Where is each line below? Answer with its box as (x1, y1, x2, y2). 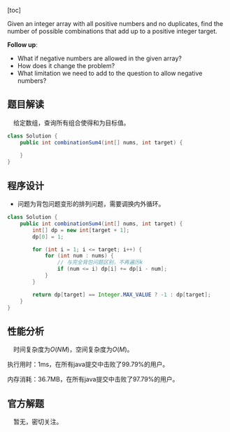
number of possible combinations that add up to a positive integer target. (7, 27, 218, 35)
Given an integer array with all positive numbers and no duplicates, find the (7, 20, 224, 27)
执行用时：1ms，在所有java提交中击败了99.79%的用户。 (7, 360, 169, 369)
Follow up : (7, 41, 38, 48)
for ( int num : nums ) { (44, 252, 114, 259)
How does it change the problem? (17, 62, 115, 69)
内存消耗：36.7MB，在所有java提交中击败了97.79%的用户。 (7, 375, 179, 384)
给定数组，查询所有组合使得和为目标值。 (13, 119, 130, 127)
